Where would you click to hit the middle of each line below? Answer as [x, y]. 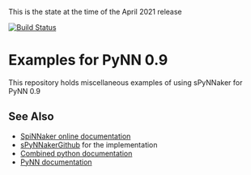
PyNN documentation [56, 162]
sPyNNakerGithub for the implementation [89, 144]
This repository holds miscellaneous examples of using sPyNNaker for [125, 82]
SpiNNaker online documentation [75, 136]
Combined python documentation [76, 153]
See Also [31, 117]
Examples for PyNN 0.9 [88, 60]
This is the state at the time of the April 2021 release [95, 12]
